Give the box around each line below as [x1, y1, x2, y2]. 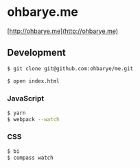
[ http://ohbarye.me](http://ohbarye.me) [7, 27, 119, 35]
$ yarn [7, 109, 26, 116]
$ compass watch [7, 154, 54, 161]
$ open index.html [7, 77, 60, 85]
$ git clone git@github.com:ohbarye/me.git [7, 65, 134, 72]
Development [7, 47, 67, 59]
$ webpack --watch [7, 116, 60, 123]
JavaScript [7, 94, 45, 103]
